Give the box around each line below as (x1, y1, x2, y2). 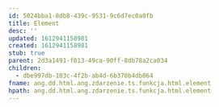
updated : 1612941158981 (8, 34, 89, 43)
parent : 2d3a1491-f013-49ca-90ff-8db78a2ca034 (8, 57, 168, 65)
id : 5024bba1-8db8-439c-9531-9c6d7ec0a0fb (8, 11, 154, 20)
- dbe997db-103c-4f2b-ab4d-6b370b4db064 (15, 72, 154, 80)
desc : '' (8, 27, 38, 35)
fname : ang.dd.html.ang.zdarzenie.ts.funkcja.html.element (8, 79, 212, 87)
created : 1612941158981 (8, 42, 89, 50)
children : (8, 64, 42, 72)
